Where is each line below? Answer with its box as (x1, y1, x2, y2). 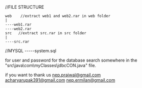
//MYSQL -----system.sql (5, 48, 56, 53)
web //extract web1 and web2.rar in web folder (5, 14, 111, 19)
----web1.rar (5, 22, 32, 27)
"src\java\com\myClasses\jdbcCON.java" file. (5, 63, 96, 68)
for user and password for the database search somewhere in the (5, 57, 138, 63)
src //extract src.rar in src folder (5, 31, 87, 36)
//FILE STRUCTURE (5, 4, 44, 10)
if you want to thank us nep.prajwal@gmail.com (5, 72, 101, 78)
